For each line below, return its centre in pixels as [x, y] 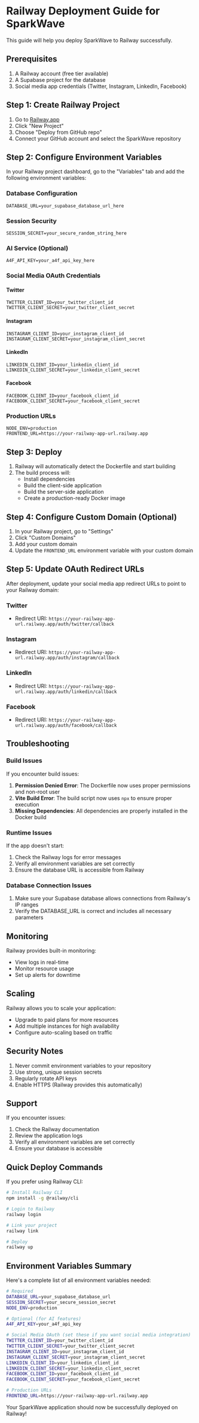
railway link [22, 1231]
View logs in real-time [42, 962]
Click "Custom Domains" [45, 538]
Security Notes [35, 1051]
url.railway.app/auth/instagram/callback [67, 658]
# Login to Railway [30, 1209]
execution [27, 804]
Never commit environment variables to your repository [83, 1065]
